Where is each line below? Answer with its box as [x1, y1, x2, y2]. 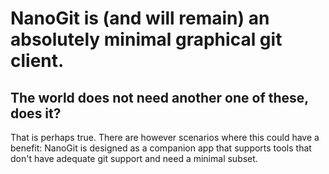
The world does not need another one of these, [10, 89, 309, 106]
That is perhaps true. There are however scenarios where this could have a [10, 132, 320, 143]
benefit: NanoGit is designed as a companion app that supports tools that [10, 142, 312, 154]
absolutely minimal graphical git [10, 28, 283, 51]
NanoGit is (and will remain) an [10, 7, 270, 30]
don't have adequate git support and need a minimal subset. [10, 153, 258, 164]
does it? [10, 105, 62, 122]
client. [10, 50, 65, 72]
